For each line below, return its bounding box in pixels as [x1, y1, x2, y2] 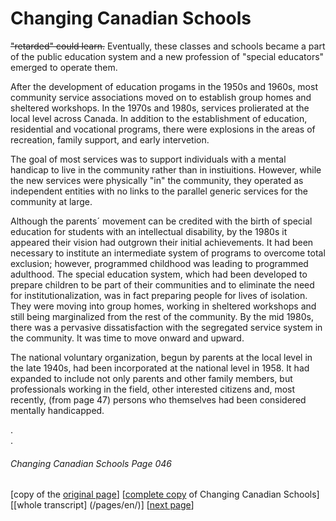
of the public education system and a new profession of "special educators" [10, 50, 325, 62]
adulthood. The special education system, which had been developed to [10, 268, 308, 280]
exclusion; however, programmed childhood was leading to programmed [10, 257, 309, 269]
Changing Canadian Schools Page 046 [10, 457, 172, 469]
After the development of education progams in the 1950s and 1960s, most [10, 80, 318, 92]
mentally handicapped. [10, 404, 105, 416]
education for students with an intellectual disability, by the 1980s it [10, 225, 288, 237]
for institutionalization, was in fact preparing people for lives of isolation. [10, 289, 308, 301]
